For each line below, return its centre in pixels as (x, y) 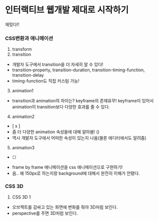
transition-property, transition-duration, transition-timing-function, (78, 70)
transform (22, 49)
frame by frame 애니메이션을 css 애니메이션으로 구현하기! (67, 167)
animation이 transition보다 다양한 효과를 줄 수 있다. (61, 107)
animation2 (23, 117)
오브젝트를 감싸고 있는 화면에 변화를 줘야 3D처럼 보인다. (65, 207)
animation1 (23, 91)
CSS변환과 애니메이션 (29, 38)
